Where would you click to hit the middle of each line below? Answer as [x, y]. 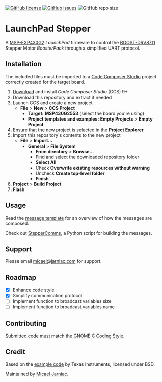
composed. [17, 223]
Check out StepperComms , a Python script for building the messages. [79, 233]
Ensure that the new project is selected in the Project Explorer [78, 130]
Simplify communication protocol [47, 296]
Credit [15, 352]
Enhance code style [33, 290]
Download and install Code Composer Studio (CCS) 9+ [70, 91]
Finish [42, 178]
